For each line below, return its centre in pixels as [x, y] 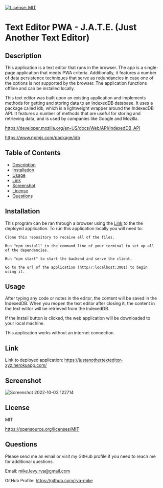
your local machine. [25, 324]
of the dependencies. [27, 250]
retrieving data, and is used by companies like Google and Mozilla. [72, 118]
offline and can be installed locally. [40, 88]
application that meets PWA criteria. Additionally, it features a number [86, 73]
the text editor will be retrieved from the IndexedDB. [57, 309]
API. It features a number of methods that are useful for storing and [73, 113]
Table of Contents [33, 153]
